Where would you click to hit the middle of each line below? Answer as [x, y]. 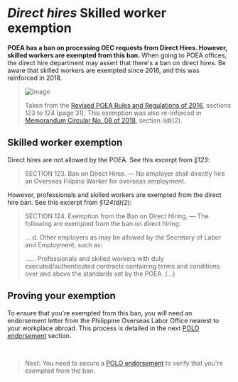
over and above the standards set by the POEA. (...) [100, 274]
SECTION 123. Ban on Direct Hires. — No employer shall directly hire [125, 173]
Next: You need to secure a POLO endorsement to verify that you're [124, 363]
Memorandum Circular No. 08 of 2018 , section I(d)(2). [103, 120]
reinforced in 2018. [35, 78]
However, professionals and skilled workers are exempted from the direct [114, 195]
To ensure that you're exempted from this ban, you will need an [100, 313]
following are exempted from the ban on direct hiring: [103, 223]
